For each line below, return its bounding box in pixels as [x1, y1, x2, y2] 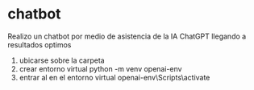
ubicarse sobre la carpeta [19, 55, 106, 65]
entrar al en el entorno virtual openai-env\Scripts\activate [19, 72, 210, 82]
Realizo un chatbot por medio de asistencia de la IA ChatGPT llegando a [7, 31, 247, 41]
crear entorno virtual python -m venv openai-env [19, 63, 182, 73]
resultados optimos [7, 39, 72, 49]
